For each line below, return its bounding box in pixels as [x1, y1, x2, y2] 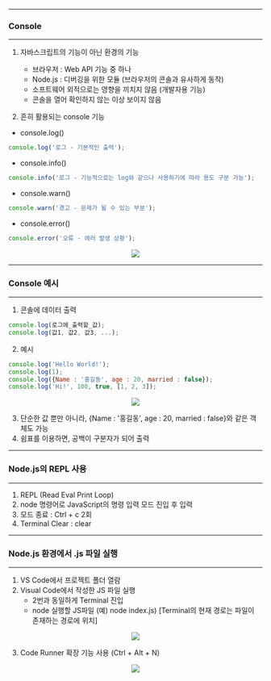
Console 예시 [8, 278, 59, 289]
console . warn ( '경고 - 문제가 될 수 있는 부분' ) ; [8, 204, 156, 212]
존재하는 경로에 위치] [31, 615, 98, 625]
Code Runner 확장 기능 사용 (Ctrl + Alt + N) [19, 647, 160, 658]
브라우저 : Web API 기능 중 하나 [31, 65, 131, 74]
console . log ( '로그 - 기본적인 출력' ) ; [8, 144, 125, 152]
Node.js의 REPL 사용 [8, 463, 87, 474]
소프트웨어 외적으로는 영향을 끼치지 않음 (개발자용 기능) [31, 85, 206, 94]
